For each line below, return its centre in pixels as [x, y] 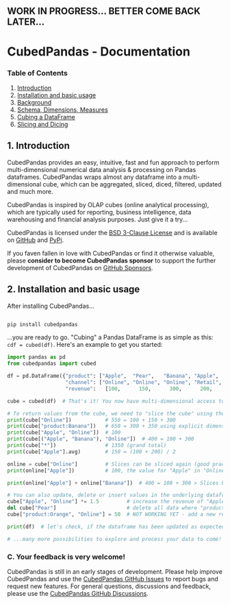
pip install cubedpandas [42, 324]
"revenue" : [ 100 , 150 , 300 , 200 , [139, 389]
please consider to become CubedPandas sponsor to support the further [112, 261]
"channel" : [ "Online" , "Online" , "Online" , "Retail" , [144, 383]
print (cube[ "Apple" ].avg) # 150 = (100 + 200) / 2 [91, 452]
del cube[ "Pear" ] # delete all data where [102, 508]
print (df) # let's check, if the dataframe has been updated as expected [116, 527]
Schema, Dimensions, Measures [62, 110]
